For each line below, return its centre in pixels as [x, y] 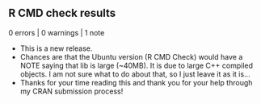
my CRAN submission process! [72, 91]
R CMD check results [62, 13]
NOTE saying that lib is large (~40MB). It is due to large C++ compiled [136, 65]
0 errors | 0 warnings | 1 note [57, 32]
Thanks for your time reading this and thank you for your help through [136, 82]
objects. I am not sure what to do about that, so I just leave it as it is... [135, 74]
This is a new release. [56, 48]
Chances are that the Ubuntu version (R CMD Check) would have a [131, 56]
